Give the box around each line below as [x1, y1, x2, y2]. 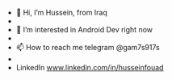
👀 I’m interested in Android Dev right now [15, 25, 153, 34]
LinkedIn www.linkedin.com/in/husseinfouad [15, 63, 164, 72]
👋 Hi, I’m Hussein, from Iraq [15, 8, 107, 17]
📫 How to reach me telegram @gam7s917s [15, 43, 160, 52]
